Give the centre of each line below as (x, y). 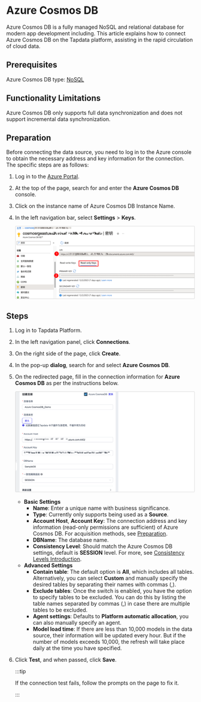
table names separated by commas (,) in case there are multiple (111, 603)
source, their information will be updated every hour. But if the (109, 635)
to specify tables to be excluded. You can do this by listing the (109, 597)
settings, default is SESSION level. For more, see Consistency (109, 552)
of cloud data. (23, 46)
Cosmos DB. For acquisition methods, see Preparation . (100, 533)
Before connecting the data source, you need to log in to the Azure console (99, 152)
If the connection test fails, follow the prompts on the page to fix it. (97, 683)
